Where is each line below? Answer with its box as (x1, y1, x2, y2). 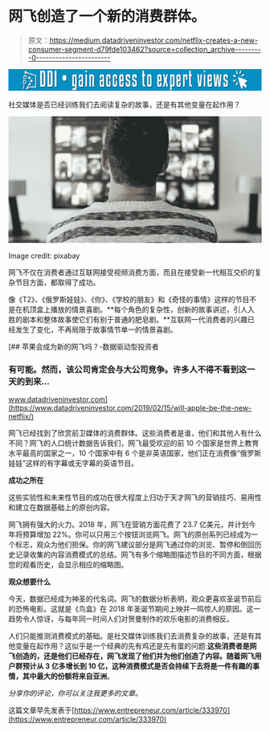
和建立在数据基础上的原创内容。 (8, 503, 114, 513)
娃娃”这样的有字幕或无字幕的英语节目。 (8, 459, 139, 468)
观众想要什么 (8, 577, 51, 587)
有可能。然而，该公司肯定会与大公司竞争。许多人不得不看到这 (8, 364, 247, 375)
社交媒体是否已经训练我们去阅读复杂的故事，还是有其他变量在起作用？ (8, 100, 241, 109)
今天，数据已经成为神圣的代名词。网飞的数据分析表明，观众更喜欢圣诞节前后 (8, 594, 262, 603)
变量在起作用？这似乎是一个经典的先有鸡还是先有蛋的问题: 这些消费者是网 (14, 641, 257, 651)
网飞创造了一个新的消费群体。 (8, 7, 207, 26)
